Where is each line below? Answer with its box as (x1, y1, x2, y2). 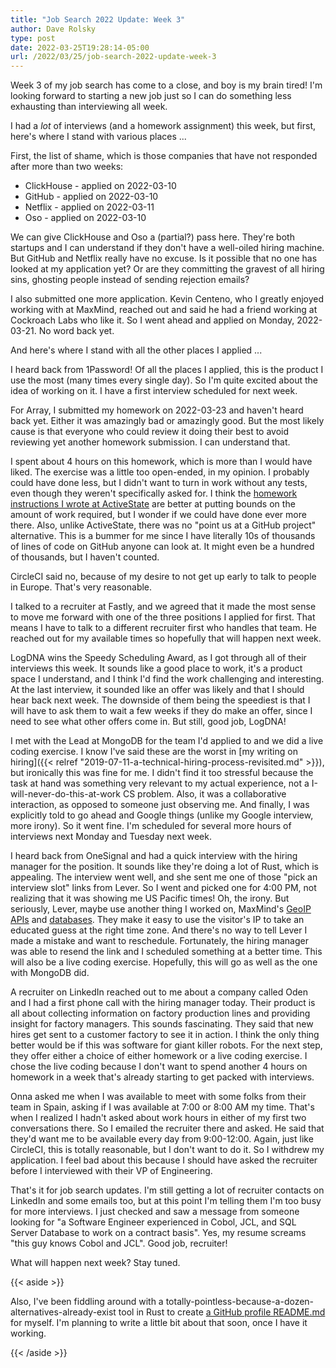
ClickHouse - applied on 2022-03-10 (24, 180, 177, 192)
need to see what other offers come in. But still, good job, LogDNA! (10, 716, 287, 728)
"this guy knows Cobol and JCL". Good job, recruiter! (10, 1237, 228, 1250)
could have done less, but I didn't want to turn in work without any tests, (10, 477, 308, 489)
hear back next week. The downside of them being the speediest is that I (10, 694, 311, 706)
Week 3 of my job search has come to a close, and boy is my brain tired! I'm (10, 79, 323, 91)
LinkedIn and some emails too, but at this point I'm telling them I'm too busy (10, 1195, 322, 1207)
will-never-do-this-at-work (10, 788, 122, 800)
